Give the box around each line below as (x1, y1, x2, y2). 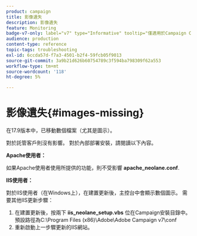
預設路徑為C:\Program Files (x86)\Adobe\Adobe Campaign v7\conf (14, 217, 177, 224)
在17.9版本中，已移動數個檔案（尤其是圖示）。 (6, 127, 116, 134)
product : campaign (6, 8, 51, 15)
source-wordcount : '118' (6, 69, 67, 75)
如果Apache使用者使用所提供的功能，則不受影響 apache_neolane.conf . (6, 164, 180, 171)
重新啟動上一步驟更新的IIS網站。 (14, 224, 93, 231)
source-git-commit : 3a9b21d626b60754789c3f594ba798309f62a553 (6, 58, 161, 63)
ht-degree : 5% (6, 74, 41, 80)
